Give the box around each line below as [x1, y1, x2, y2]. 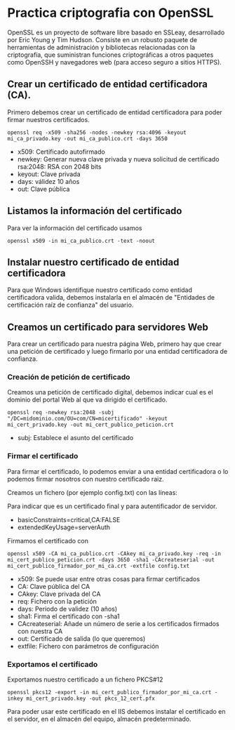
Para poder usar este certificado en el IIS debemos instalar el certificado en [7, 708, 226, 716]
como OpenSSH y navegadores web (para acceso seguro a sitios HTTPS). [7, 58, 222, 66]
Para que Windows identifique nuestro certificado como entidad [7, 286, 193, 294]
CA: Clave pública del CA [17, 582, 90, 590]
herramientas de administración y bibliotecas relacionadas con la [7, 43, 195, 51]
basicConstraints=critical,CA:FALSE [17, 515, 121, 524]
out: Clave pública [17, 185, 70, 193]
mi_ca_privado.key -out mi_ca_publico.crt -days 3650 [7, 135, 168, 142]
